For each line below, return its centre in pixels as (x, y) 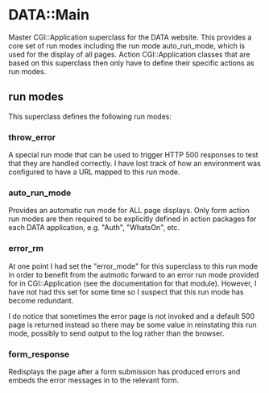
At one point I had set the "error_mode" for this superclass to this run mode (133, 266)
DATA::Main (49, 15)
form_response (39, 354)
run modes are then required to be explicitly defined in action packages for (132, 219)
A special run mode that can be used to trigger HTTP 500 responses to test (133, 155)
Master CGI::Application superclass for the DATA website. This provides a (130, 37)
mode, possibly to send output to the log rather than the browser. (116, 333)
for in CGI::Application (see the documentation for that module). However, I (132, 283)
